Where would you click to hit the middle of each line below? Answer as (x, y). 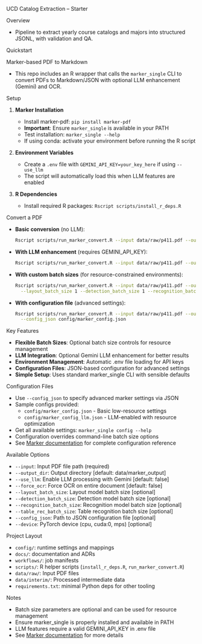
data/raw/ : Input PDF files (47, 573)
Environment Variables (44, 153)
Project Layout (24, 536)
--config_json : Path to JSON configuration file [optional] (85, 518)
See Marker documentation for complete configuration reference (96, 443)
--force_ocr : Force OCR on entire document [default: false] (89, 486)
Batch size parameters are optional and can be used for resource (96, 610)
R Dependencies (36, 194)
